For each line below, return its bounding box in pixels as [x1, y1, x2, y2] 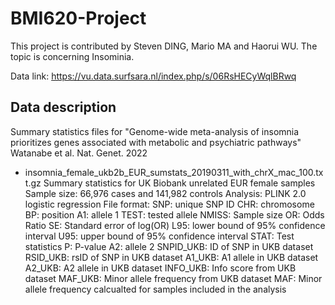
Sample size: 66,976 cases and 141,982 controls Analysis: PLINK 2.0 [24, 187, 307, 199]
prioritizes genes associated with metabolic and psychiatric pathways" [10, 136, 302, 148]
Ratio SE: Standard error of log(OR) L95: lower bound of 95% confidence [24, 219, 326, 231]
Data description [10, 99, 117, 116]
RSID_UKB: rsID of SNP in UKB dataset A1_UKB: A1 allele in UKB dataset [24, 251, 319, 263]
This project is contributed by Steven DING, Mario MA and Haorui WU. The [10, 40, 318, 52]
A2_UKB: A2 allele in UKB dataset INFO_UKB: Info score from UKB [24, 262, 297, 274]
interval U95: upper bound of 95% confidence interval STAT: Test [24, 230, 295, 242]
